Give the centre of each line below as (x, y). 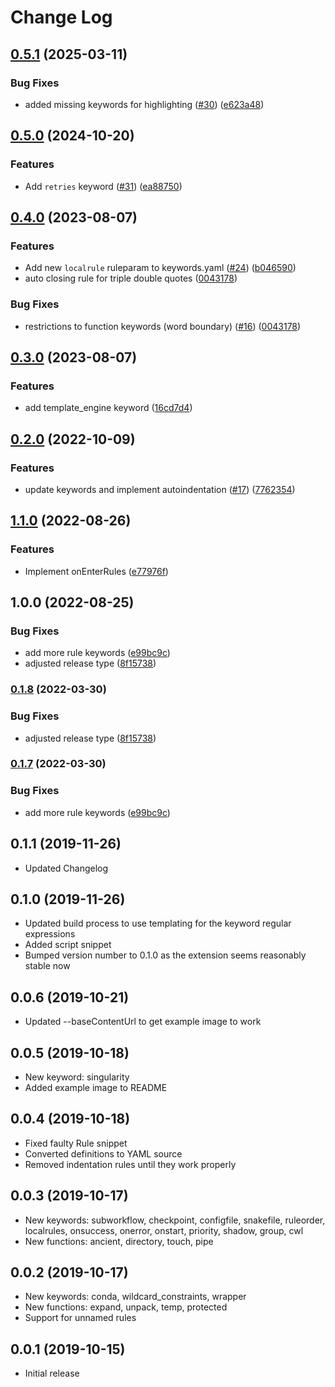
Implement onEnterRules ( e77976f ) (96, 571)
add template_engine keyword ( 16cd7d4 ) (108, 408)
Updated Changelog (66, 868)
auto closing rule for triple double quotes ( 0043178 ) (131, 278)
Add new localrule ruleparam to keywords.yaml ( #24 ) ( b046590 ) (160, 268)
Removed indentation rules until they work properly (130, 1164)
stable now (47, 966)
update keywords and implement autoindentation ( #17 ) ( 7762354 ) (160, 489)
